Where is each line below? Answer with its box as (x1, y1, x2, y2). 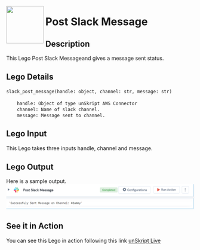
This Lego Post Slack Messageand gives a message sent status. (6, 54, 164, 62)
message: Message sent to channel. (17, 112, 106, 118)
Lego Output (6, 162, 54, 172)
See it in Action (6, 221, 64, 231)
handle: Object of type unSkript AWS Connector (17, 100, 137, 106)
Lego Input (6, 129, 47, 139)
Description (45, 39, 90, 49)
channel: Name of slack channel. (17, 106, 100, 112)
